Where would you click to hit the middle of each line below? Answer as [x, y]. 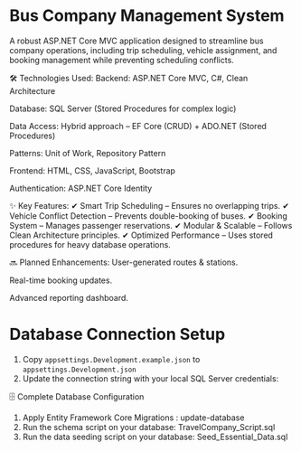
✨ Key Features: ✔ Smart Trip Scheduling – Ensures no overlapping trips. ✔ [149, 205]
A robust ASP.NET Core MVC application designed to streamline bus [136, 41]
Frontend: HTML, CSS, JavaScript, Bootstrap [93, 170]
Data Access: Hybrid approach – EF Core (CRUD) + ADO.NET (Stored [138, 126]
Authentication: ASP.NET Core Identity [81, 188]
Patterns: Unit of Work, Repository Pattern [88, 153]
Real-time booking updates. [61, 280]
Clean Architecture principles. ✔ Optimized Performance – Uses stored [141, 235]
